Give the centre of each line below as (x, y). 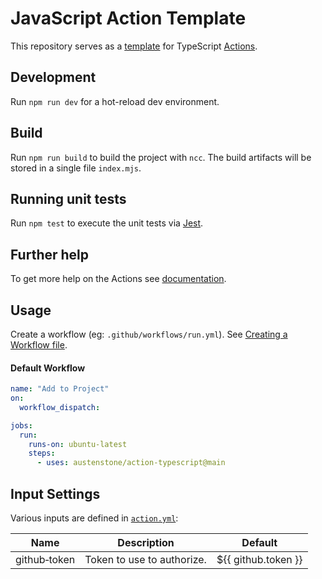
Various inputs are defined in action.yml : (94, 518)
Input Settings (55, 493)
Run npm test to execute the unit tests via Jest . (107, 223)
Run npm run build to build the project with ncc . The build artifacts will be (161, 157)
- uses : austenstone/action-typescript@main (131, 463)
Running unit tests (68, 198)
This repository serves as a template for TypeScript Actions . (134, 46)
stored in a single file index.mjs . (76, 168)
